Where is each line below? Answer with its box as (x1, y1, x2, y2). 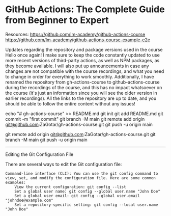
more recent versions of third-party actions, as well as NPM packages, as (5, 57, 160, 63)
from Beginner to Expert (5, 14, 109, 26)
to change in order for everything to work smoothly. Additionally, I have (5, 73, 154, 79)
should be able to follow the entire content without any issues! (5, 100, 136, 106)
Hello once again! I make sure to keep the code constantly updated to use (5, 52, 160, 58)
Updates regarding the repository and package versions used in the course (5, 46, 163, 52)
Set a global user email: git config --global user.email (14, 193, 140, 198)
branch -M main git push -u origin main (5, 137, 88, 143)
